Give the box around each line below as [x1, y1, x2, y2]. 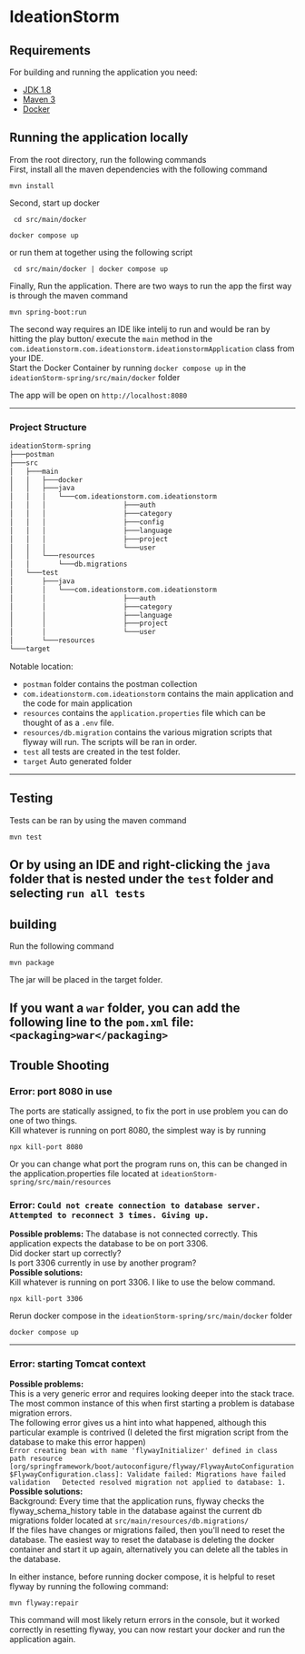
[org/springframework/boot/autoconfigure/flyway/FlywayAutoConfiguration [9, 1462, 295, 1471]
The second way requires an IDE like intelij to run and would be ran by [9, 323, 271, 334]
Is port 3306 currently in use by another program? [9, 1257, 197, 1268]
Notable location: [9, 661, 74, 671]
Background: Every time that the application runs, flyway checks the [9, 1495, 265, 1507]
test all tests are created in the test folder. [22, 746, 181, 757]
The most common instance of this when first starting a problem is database [9, 1397, 295, 1408]
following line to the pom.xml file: [9, 1014, 194, 1030]
